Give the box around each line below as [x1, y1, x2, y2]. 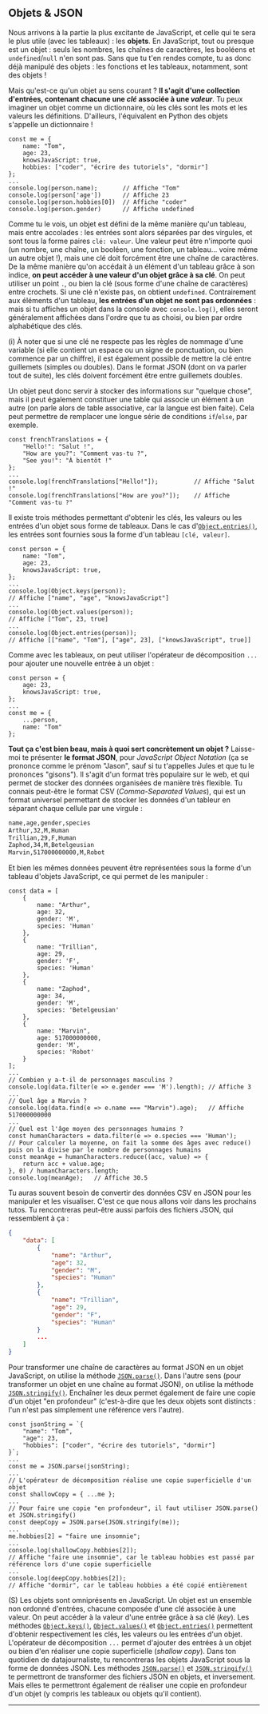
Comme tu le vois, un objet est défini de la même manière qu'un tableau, [8, 219, 246, 229]
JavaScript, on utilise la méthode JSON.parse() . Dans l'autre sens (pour [8, 1371, 242, 1380]
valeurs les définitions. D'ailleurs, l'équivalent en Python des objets [8, 111, 229, 121]
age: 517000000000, [37, 1034, 102, 1042]
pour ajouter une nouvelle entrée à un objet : [8, 658, 155, 668]
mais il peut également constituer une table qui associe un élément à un [8, 394, 245, 404]
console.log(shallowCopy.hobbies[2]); [8, 1547, 137, 1555]
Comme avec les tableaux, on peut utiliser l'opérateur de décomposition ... [8, 649, 258, 659]
